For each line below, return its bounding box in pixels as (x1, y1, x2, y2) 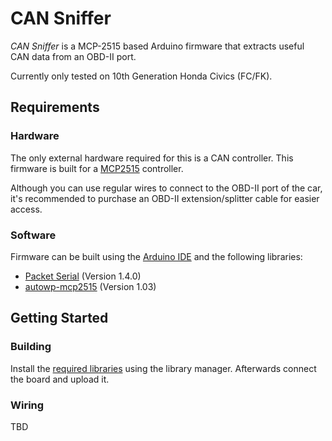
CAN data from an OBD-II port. (10, 50, 137, 62)
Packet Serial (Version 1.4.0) (24, 270, 142, 282)
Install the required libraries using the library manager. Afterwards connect (10, 362, 317, 374)
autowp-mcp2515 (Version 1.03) (24, 280, 157, 292)
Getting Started (10, 310, 109, 327)
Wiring (10, 398, 45, 412)
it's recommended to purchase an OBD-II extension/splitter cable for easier (10, 192, 320, 204)
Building (10, 340, 52, 354)
